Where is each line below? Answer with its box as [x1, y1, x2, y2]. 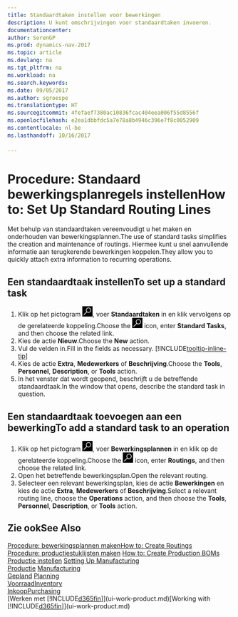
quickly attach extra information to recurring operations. [7, 255, 172, 264]
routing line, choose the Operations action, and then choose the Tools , [17, 494, 227, 503]
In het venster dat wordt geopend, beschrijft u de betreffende [17, 374, 198, 383]
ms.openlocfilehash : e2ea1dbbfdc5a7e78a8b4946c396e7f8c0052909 [7, 117, 200, 124]
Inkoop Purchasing [7, 586, 61, 595]
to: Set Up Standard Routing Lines [7, 201, 212, 218]
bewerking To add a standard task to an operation [7, 422, 230, 434]
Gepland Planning [7, 571, 60, 580]
